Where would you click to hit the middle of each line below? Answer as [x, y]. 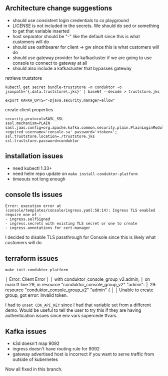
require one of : [23, 215]
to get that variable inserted [41, 31]
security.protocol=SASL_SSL [34, 119]
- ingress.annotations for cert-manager [48, 228]
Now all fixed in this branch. [34, 369]
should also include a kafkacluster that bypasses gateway [72, 68]
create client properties [29, 109]
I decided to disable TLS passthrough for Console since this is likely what [80, 237]
